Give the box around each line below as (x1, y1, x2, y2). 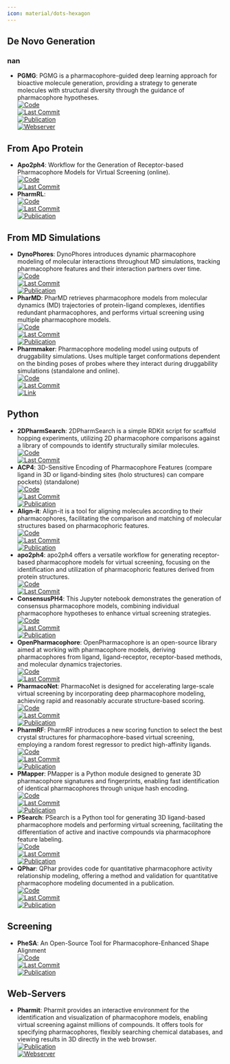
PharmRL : (16, 190, 46, 198)
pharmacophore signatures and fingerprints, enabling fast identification (16, 776, 220, 785)
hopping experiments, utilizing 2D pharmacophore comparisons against (16, 434, 220, 442)
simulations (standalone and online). (16, 367, 120, 375)
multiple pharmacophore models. (16, 315, 111, 323)
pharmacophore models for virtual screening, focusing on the (36, 557, 211, 566)
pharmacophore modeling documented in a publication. (16, 879, 175, 887)
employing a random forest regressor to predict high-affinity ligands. (16, 740, 211, 748)
